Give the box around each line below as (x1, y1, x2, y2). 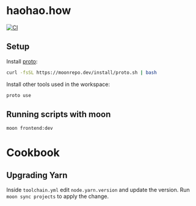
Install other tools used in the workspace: (6, 80, 111, 88)
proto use (6, 92, 32, 98)
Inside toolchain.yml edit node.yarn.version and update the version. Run (6, 186, 191, 194)
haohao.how (6, 4, 71, 18)
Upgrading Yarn (6, 170, 68, 180)
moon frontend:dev (6, 126, 53, 132)
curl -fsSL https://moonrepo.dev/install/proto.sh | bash (6, 69, 157, 76)
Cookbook (6, 146, 60, 160)
